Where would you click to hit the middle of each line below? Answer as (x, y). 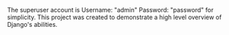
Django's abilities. (32, 24)
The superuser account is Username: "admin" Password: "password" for (110, 10)
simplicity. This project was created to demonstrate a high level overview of (114, 17)
